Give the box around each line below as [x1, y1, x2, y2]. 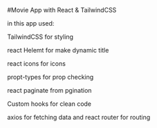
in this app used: [7, 19, 55, 27]
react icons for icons [7, 60, 66, 68]
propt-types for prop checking [7, 73, 94, 81]
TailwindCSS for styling [7, 33, 74, 41]
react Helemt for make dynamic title [7, 46, 109, 54]
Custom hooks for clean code [7, 100, 92, 108]
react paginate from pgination [7, 86, 92, 94]
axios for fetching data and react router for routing [7, 113, 151, 121]
